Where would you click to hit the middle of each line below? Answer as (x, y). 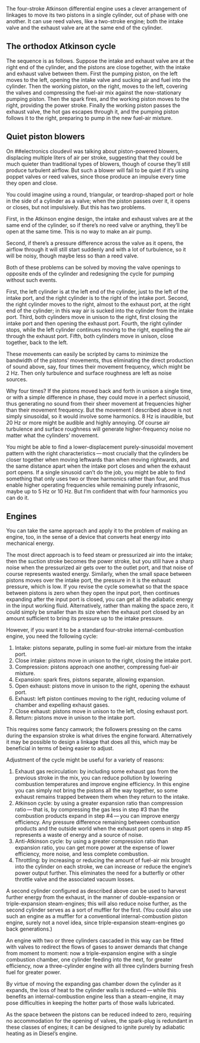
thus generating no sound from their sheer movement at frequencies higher (99, 403)
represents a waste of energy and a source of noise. (79, 835)
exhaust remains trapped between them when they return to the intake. (102, 797)
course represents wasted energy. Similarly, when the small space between (99, 574)
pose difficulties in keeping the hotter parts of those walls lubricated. (90, 1003)
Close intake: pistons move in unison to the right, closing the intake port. (103, 661)
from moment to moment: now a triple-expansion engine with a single (92, 953)
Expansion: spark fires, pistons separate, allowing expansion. (90, 680)
